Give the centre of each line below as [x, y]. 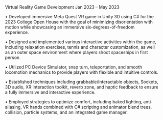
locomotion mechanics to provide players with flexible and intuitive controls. [82, 72]
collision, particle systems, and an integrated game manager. [67, 112]
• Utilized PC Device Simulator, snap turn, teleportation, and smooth [74, 67]
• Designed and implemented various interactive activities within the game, [81, 42]
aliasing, [13, 107]
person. [13, 58]
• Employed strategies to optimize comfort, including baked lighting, [74, 102]
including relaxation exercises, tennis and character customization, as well [80, 47]
